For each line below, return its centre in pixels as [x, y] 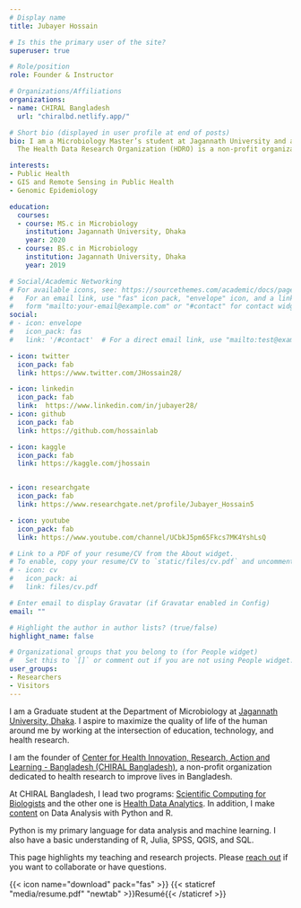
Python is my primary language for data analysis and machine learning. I [142, 830]
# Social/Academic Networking [66, 281]
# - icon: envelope [46, 323]
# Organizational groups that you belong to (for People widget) [133, 652]
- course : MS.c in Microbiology [78, 224]
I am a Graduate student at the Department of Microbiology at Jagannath [144, 711]
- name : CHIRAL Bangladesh [60, 108]
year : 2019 [46, 265]
